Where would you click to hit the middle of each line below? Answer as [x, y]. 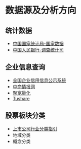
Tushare [21, 98]
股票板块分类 [25, 116]
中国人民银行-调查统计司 [38, 50]
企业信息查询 [25, 67]
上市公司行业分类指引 [35, 128]
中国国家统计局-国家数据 [38, 44]
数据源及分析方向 [41, 10]
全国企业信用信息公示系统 [39, 80]
